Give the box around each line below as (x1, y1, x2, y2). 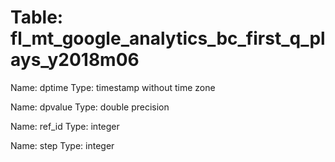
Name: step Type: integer (10, 139, 115, 151)
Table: (10, 6, 64, 29)
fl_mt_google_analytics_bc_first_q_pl (10, 27, 326, 50)
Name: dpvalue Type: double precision (10, 101, 170, 113)
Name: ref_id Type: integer (10, 120, 120, 132)
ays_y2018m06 (10, 49, 140, 71)
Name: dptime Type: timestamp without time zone (10, 81, 216, 93)
